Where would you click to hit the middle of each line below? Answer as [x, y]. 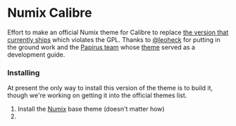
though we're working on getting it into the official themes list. [97, 95]
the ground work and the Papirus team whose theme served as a [101, 47]
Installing [24, 73]
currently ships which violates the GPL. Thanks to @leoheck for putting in [114, 39]
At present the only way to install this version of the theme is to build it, [110, 88]
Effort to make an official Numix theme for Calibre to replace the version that [118, 32]
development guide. [36, 55]
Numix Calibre [50, 13]
